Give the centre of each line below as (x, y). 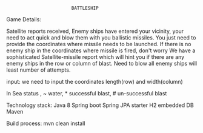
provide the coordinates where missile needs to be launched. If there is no (99, 44)
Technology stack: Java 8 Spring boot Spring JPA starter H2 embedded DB (100, 105)
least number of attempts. (38, 70)
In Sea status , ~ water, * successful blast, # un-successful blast (87, 93)
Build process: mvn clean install (46, 123)
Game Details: (24, 19)
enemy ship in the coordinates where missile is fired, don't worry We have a (101, 50)
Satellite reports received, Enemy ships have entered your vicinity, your (95, 31)
